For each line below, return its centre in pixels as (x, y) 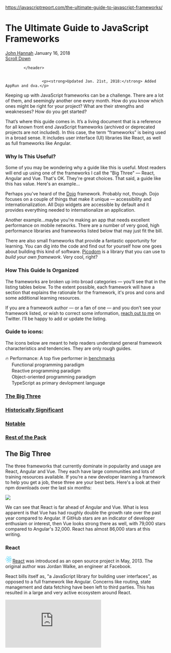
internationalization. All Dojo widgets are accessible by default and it (77, 205)
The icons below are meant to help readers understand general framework (84, 343)
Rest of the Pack (26, 437)
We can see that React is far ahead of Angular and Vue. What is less (77, 507)
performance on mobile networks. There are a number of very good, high (82, 226)
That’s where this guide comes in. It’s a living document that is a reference (83, 121)
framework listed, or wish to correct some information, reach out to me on (83, 313)
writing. (13, 534)
